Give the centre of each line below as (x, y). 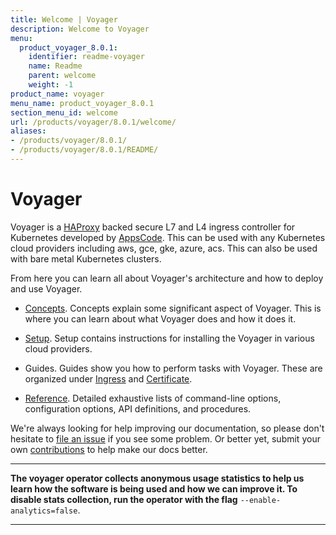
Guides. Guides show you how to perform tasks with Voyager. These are (173, 368)
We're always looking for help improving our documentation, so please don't (167, 428)
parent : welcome (62, 76)
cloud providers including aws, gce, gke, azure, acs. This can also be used (164, 248)
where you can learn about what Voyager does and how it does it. (160, 318)
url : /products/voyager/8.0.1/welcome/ (93, 122)
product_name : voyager (57, 94)
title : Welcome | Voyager (64, 19)
